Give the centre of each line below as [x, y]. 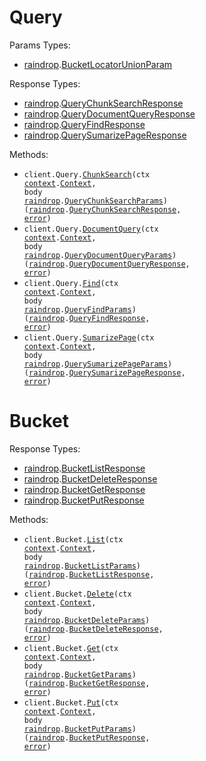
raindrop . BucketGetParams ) [80, 674]
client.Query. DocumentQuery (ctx [91, 229]
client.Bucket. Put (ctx [71, 702]
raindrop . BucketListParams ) [82, 566]
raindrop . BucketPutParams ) [80, 729]
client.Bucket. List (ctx [73, 539]
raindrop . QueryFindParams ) [80, 309]
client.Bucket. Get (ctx [71, 648]
